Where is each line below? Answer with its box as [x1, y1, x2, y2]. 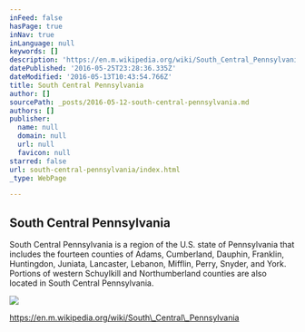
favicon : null [17, 148, 71, 157]
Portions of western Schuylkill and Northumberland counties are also [9, 269, 268, 279]
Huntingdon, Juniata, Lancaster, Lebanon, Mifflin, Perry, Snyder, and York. [9, 259, 287, 269]
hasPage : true [9, 22, 64, 31]
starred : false [9, 156, 67, 166]
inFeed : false [9, 13, 64, 23]
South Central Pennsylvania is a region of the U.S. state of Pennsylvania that [9, 239, 295, 250]
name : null [17, 123, 59, 132]
